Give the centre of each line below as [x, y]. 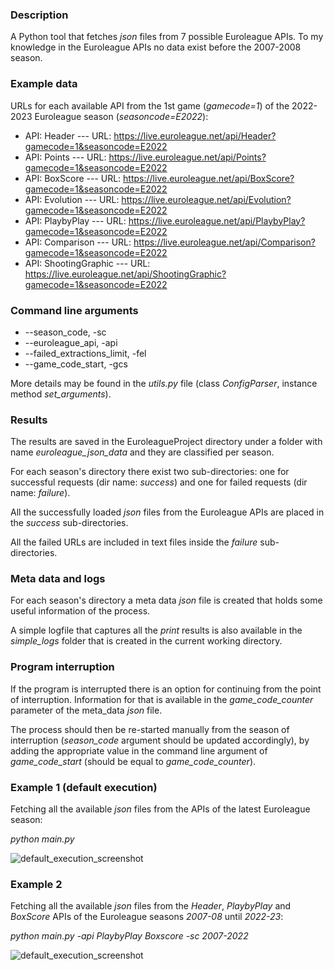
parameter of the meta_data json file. [86, 710]
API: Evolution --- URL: [72, 199]
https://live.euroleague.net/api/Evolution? [206, 199]
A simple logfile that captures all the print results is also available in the [156, 630]
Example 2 [36, 884]
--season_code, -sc [65, 332]
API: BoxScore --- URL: [73, 178]
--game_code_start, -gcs [76, 364]
